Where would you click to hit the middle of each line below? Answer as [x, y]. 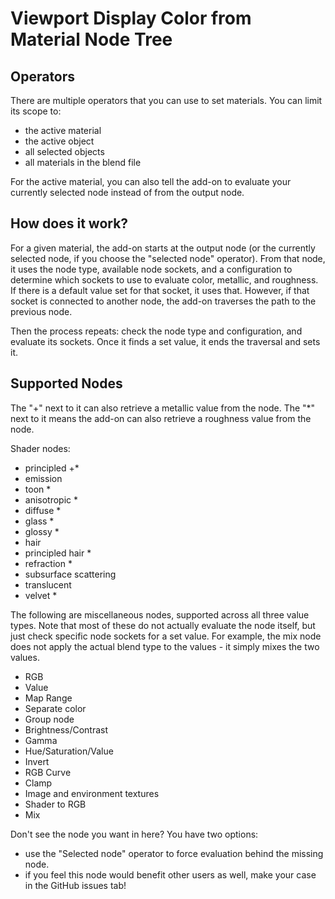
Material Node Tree [91, 39]
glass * [39, 521]
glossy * [42, 531]
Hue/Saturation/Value [69, 751]
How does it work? [69, 223]
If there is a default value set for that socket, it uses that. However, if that [160, 290]
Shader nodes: [40, 448]
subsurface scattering [70, 574]
